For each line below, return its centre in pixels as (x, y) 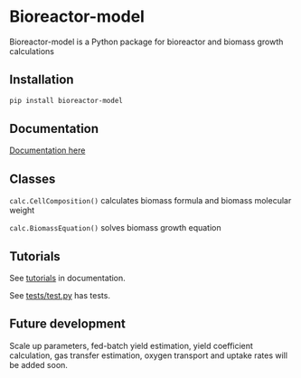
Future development (68, 324)
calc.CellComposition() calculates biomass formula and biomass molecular (150, 201)
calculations (32, 51)
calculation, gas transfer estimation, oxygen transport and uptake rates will (148, 355)
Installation (42, 80)
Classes (33, 179)
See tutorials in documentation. (68, 279)
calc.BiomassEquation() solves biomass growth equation (115, 228)
